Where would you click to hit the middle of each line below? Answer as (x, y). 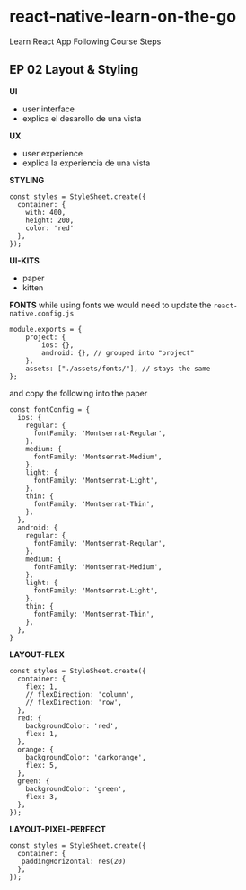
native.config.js (42, 313)
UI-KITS (25, 260)
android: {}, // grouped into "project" (118, 352)
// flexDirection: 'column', (80, 694)
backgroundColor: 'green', (76, 788)
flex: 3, (42, 797)
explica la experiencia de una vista (86, 163)
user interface (48, 109)
